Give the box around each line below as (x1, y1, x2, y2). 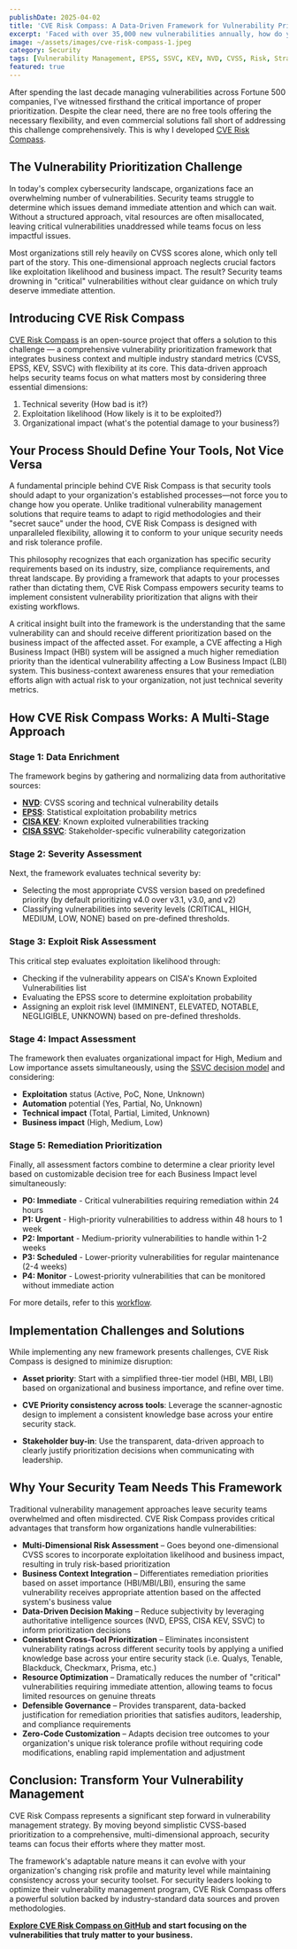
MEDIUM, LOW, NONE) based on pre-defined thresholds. (21, 913, 230, 924)
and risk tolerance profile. (9, 537, 103, 548)
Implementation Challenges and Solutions (9, 1323, 245, 1338)
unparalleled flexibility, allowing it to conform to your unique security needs (9, 528, 284, 538)
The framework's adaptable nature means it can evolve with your (9, 1855, 247, 1867)
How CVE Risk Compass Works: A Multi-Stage (9, 710, 270, 725)
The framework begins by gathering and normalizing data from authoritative (9, 771, 286, 781)
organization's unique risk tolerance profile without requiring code (21, 1737, 263, 1748)
